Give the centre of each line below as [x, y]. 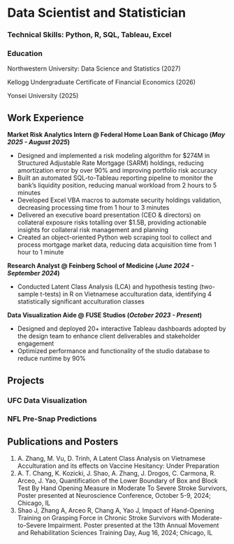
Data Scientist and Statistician [97, 13]
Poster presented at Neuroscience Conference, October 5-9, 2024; [114, 496]
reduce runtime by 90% [51, 359]
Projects [26, 380]
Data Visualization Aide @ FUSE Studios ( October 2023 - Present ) [105, 315]
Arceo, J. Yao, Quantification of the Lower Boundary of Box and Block [118, 481]
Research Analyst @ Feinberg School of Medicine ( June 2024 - [101, 266]
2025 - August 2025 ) [39, 142]
